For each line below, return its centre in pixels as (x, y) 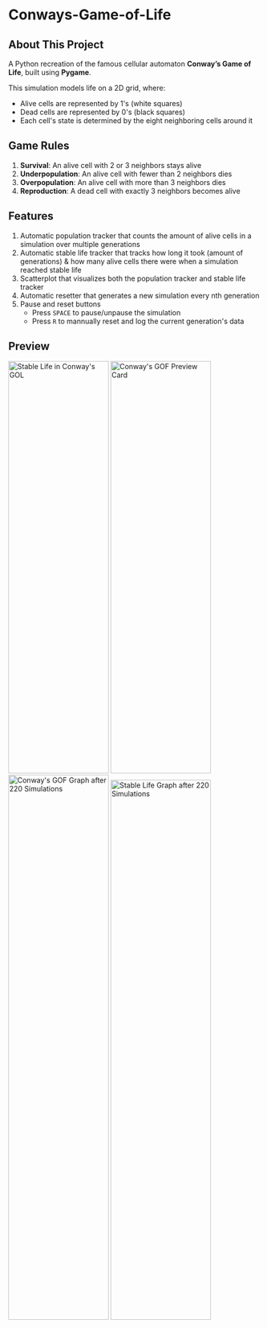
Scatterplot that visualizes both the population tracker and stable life (133, 278)
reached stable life (51, 269)
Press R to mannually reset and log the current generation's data (138, 321)
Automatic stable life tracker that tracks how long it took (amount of (131, 253)
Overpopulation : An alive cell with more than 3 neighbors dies (123, 182)
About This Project (56, 45)
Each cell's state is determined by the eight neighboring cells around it (136, 121)
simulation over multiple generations (80, 244)
